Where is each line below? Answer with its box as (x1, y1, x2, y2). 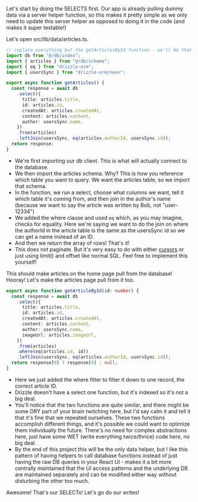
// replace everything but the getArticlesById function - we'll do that (6, 47, 193, 53)
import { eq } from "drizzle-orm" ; (6, 64, 94, 70)
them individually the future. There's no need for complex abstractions (14, 426, 187, 434)
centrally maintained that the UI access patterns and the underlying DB (14, 464, 189, 472)
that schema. (14, 182, 47, 189)
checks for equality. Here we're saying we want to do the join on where (14, 220, 189, 227)
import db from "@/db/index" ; (6, 52, 81, 58)
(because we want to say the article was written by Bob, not (14, 201, 161, 208)
